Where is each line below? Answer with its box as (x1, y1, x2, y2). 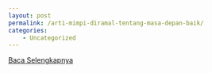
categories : (8, 26, 48, 34)
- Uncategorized (22, 33, 77, 42)
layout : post (8, 11, 52, 20)
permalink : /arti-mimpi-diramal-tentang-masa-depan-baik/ (8, 19, 204, 27)
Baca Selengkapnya (8, 56, 74, 65)
